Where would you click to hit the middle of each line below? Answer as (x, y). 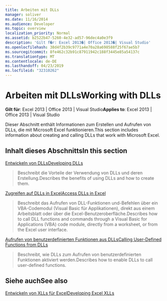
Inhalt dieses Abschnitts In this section (66, 151)
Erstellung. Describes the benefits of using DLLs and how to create (86, 178)
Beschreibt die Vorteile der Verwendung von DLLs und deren (80, 173)
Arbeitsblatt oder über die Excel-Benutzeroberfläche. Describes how (87, 214)
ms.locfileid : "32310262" (32, 71)
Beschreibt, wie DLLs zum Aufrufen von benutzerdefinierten (79, 254)
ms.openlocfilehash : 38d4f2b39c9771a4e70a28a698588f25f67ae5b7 (72, 47)
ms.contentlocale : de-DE (31, 61)
